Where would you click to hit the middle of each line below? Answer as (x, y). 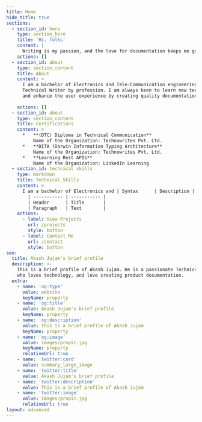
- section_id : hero (36, 29)
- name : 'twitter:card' (47, 359)
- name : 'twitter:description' (56, 382)
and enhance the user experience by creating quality (91, 96)
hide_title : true (28, 17)
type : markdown (36, 175)
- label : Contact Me (48, 236)
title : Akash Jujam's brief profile (57, 259)
